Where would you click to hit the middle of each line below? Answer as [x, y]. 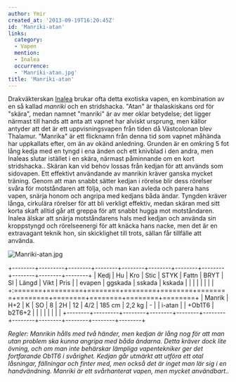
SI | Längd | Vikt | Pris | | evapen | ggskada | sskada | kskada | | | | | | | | [111, 283]
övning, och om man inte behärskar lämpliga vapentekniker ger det [105, 349]
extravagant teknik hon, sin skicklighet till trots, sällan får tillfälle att [105, 233]
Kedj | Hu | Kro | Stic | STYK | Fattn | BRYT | [161, 275]
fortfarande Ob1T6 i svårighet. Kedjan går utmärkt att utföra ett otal [106, 356]
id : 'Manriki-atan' [37, 27]
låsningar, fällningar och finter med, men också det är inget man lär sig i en [117, 364]
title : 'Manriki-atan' [41, 79]
